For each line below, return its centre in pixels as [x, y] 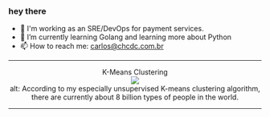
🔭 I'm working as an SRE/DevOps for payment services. [112, 29]
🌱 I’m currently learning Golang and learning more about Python [125, 37]
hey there [27, 11]
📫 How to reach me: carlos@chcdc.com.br [92, 46]
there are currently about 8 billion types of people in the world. [135, 97]
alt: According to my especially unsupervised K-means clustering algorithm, [135, 89]
